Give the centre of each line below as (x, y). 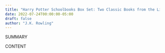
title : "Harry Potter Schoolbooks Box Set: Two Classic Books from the (80, 9)
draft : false (18, 18)
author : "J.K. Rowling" (29, 23)
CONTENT (16, 46)
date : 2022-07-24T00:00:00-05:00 (39, 14)
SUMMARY (16, 37)
